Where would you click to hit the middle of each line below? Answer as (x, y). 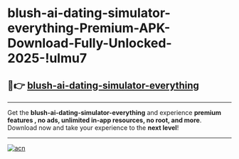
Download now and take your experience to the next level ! (93, 128)
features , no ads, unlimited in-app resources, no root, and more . (105, 120)
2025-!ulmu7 (47, 59)
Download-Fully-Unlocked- (90, 43)
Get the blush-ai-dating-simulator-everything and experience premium (115, 113)
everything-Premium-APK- (89, 28)
